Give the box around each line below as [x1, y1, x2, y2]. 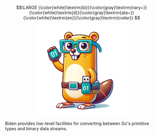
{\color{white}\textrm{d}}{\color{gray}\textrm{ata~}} [29, 10, 135, 16]
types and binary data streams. [5, 126, 68, 131]
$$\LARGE [16, 5, 37, 10]
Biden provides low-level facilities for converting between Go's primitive [5, 120, 149, 126]
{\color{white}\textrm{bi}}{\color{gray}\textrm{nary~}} [38, 5, 147, 10]
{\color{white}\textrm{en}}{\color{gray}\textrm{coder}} [23, 15, 134, 20]
